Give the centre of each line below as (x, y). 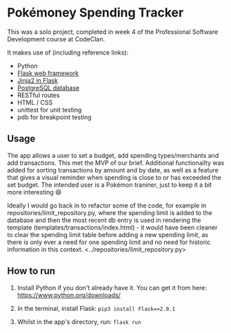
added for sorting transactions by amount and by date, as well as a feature (113, 170)
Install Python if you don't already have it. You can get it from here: (112, 287)
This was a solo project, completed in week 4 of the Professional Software (113, 32)
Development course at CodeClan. (56, 39)
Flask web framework (48, 73)
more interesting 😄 (34, 192)
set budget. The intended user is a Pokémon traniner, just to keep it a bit (110, 185)
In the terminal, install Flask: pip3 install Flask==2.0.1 (96, 308)
